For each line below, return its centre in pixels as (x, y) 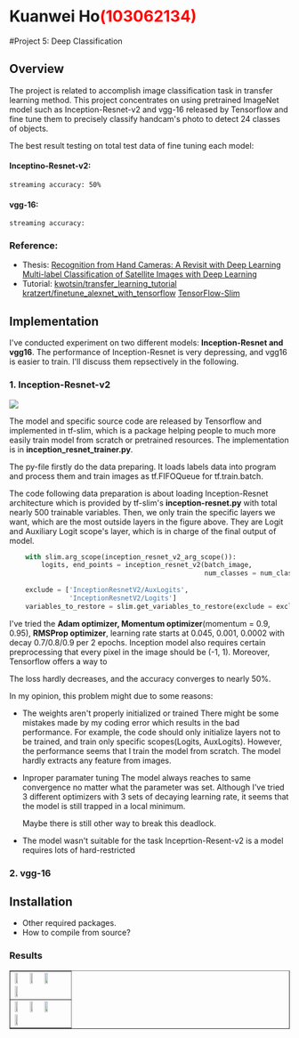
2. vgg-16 (30, 872)
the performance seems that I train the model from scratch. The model (151, 750)
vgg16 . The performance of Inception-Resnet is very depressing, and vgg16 (148, 353)
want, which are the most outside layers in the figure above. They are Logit (146, 522)
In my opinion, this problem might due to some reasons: (111, 695)
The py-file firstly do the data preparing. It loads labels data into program (143, 466)
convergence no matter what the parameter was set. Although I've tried (153, 787)
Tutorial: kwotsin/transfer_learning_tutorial (99, 284)
